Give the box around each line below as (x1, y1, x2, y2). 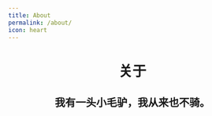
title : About (8, 11, 51, 20)
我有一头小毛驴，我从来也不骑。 (54, 96, 210, 109)
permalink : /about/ (8, 19, 73, 27)
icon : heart (8, 26, 47, 34)
